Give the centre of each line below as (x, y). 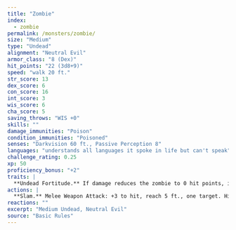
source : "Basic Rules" (40, 216)
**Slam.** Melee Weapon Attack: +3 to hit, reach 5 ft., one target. (117, 196)
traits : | (22, 177)
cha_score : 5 (26, 111)
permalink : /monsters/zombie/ (52, 33)
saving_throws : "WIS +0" (44, 118)
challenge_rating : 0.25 (42, 157)
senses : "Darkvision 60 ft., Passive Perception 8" (84, 144)
